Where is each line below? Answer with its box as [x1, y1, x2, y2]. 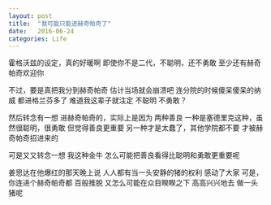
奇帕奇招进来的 [8, 133, 58, 143]
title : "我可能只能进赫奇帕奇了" [8, 20, 112, 28]
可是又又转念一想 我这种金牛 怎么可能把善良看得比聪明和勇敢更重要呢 [8, 150, 240, 160]
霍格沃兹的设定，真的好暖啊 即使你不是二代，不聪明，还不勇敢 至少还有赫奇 [8, 58, 261, 68]
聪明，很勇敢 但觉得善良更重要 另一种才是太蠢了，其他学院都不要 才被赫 [22, 123, 264, 133]
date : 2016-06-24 [8, 27, 75, 35]
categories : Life [8, 34, 67, 43]
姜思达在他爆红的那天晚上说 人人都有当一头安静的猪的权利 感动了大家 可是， [8, 168, 264, 177]
